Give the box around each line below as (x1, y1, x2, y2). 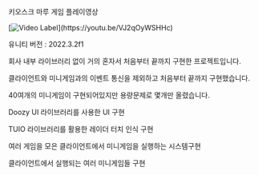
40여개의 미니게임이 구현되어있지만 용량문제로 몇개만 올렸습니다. (8, 90, 211, 100)
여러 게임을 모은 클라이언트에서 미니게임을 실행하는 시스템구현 (8, 141, 202, 150)
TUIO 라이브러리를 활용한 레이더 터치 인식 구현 (8, 125, 154, 133)
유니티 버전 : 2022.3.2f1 (8, 39, 84, 49)
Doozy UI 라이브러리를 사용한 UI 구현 (8, 107, 126, 117)
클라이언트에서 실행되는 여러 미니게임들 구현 (8, 158, 146, 168)
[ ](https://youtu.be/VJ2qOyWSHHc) (8, 23, 174, 32)
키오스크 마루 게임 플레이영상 (8, 7, 99, 16)
